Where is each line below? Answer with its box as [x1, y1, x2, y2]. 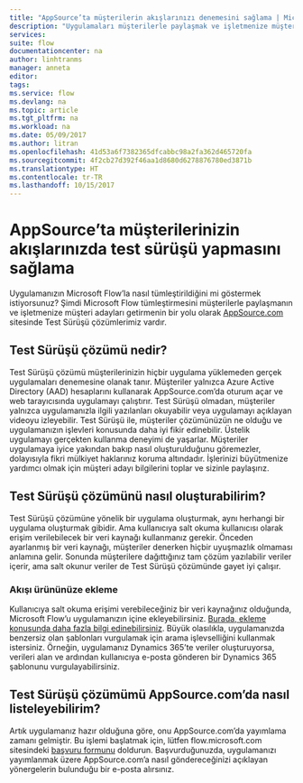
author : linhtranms [9, 55, 83, 64]
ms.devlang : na [9, 97, 67, 106]
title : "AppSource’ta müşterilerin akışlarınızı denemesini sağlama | [9, 13, 280, 23]
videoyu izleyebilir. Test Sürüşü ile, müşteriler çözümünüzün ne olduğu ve [9, 414, 282, 425]
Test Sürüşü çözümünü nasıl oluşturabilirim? [9, 489, 266, 504]
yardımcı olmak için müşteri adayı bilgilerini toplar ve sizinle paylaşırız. [9, 462, 270, 474]
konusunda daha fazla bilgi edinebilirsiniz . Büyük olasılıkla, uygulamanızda [9, 622, 285, 633]
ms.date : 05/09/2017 [9, 131, 87, 140]
